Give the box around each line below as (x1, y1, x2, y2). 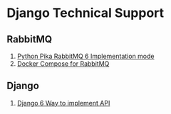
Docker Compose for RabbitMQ (16, 59, 110, 68)
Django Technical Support (6, 5, 165, 21)
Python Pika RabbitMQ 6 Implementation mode (16, 52, 155, 60)
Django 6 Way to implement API (16, 98, 110, 107)
